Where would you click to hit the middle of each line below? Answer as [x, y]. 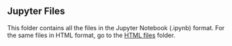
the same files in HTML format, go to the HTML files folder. [91, 35]
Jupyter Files [36, 11]
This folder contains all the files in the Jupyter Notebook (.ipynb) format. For [116, 27]
